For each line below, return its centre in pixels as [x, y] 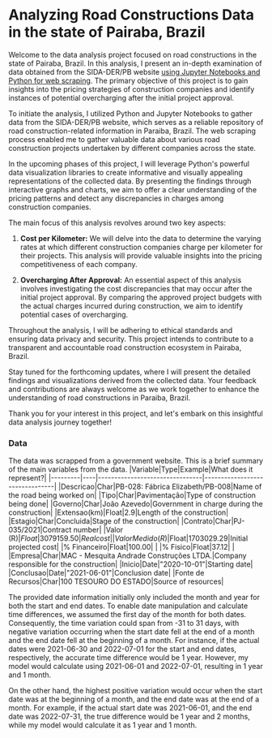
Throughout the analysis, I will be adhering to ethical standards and [121, 330]
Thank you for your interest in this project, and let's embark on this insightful [136, 413]
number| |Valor [98, 530]
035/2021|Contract [40, 530]
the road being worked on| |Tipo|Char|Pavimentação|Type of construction [132, 495]
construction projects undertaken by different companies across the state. [132, 148]
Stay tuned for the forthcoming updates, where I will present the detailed [130, 372]
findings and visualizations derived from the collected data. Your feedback [132, 380]
